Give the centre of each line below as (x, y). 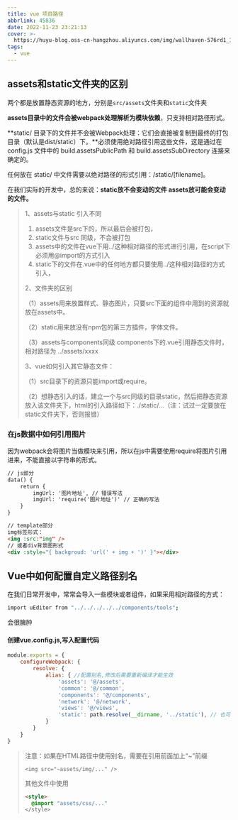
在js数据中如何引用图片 (47, 434)
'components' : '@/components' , (104, 695)
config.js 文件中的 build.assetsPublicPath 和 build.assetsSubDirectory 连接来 (119, 151)
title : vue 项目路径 (35, 14)
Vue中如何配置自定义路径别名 (73, 576)
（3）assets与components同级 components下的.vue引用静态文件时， (126, 342)
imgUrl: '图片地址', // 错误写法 (78, 493)
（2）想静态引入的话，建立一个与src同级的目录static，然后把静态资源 (126, 396)
